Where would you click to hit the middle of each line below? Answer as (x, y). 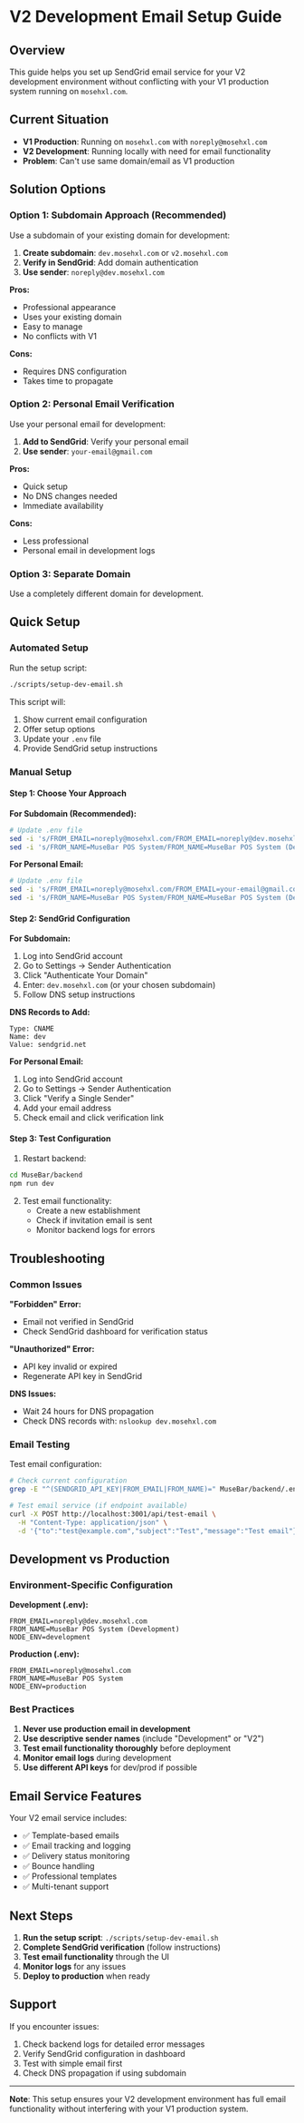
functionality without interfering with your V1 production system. (129, 2108)
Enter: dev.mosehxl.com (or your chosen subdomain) (119, 985)
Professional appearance (69, 307)
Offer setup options (59, 729)
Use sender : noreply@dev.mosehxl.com (93, 272)
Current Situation (59, 120)
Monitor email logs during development (97, 1758)
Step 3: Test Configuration (60, 1138)
